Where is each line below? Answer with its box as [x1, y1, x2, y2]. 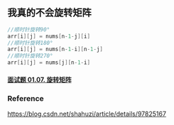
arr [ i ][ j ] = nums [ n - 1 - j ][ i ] [7, 33, 91, 40]
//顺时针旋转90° [7, 26, 50, 33]
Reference [7, 93, 44, 103]
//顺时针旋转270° [7, 53, 53, 60]
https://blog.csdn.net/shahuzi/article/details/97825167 [7, 109, 167, 118]
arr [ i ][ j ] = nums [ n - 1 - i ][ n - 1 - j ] [7, 45, 104, 53]
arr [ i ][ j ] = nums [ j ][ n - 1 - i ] [7, 59, 91, 66]
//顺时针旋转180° [7, 39, 53, 46]
